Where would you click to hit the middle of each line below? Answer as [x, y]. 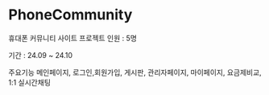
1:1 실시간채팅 [29, 82]
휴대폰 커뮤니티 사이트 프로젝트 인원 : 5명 [72, 38]
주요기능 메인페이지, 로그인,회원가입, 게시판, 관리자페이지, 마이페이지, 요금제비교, [135, 72]
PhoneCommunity [70, 15]
